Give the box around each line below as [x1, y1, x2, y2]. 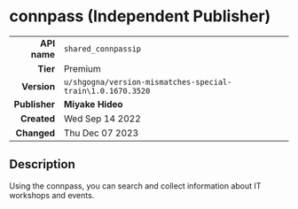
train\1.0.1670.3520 [63, 86, 151, 96]
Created [20, 112, 56, 125]
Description [9, 157, 75, 172]
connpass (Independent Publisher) [9, 6, 271, 27]
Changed [15, 127, 56, 139]
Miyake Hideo [63, 97, 123, 110]
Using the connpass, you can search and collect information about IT [9, 180, 262, 191]
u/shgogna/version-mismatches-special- [63, 77, 232, 87]
